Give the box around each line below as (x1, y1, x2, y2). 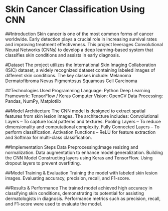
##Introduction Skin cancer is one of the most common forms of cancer (5, 31, 154, 37)
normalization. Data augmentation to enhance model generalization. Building (5, 149, 163, 155)
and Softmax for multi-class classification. (5, 134, 92, 140)
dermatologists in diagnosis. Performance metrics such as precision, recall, (5, 195, 161, 201)
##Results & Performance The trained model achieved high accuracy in (5, 184, 153, 191)
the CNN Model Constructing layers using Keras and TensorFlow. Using (5, 154, 153, 161)
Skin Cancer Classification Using (5, 4, 145, 15)
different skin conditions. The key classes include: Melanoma (5, 72, 131, 78)
